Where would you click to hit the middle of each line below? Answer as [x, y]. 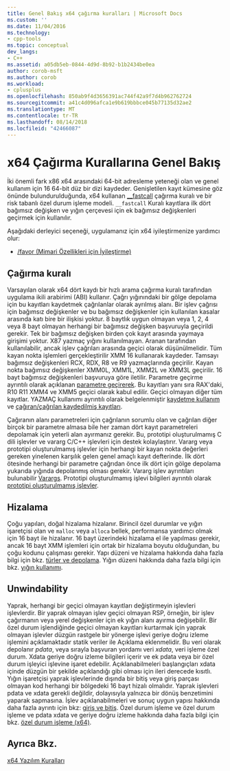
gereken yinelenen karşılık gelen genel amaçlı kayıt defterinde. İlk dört [106, 457]
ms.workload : [26, 84]
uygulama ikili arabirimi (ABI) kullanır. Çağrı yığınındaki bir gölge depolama [112, 297]
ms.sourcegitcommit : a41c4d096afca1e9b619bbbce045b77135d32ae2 [100, 103]
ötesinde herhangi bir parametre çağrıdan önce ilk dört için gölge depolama [114, 463]
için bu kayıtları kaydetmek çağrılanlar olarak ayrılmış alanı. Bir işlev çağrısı [113, 304]
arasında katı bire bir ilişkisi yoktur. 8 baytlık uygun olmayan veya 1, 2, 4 [108, 319]
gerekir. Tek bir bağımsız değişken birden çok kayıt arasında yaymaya [105, 334]
